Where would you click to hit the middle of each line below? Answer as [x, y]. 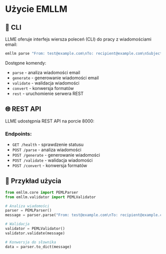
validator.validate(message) [35, 233]
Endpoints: [19, 133]
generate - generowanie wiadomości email [55, 78]
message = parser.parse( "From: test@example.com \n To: [62, 215]
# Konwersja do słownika [31, 242]
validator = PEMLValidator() [35, 229]
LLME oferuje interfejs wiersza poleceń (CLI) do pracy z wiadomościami [78, 39]
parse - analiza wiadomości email [46, 72]
